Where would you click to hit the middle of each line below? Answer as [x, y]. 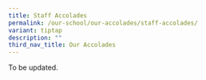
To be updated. [33, 67]
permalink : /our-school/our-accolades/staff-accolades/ [103, 23]
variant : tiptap [35, 30]
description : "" [35, 38]
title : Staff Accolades [48, 15]
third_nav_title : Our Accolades [62, 45]
